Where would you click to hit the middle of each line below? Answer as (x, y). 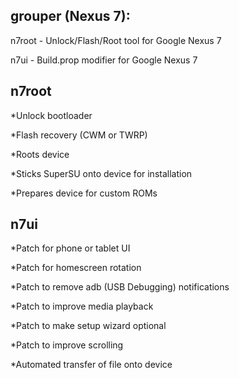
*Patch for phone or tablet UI (70, 248)
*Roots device (40, 154)
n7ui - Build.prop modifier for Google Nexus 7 (104, 60)
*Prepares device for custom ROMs (84, 193)
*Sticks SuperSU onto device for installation (101, 173)
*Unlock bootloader (51, 115)
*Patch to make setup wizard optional (88, 326)
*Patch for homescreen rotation (76, 268)
